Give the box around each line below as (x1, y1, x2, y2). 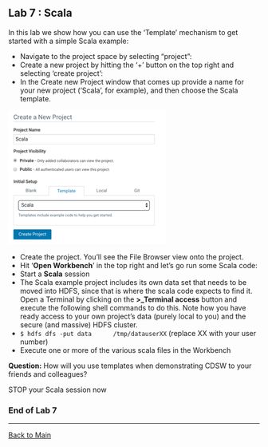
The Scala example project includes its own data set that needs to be (19, 277, 247, 287)
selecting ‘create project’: (19, 68, 104, 78)
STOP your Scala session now (8, 385, 107, 394)
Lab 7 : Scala (8, 6, 73, 20)
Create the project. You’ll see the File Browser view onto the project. (19, 251, 244, 262)
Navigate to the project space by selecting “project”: (19, 51, 192, 61)
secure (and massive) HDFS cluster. (19, 319, 138, 330)
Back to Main (8, 430, 52, 440)
